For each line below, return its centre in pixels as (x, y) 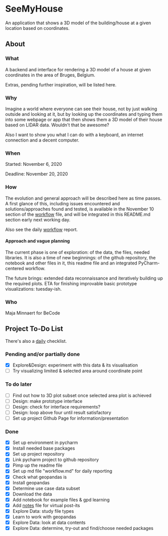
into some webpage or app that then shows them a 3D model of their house (84, 119)
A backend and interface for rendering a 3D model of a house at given (78, 69)
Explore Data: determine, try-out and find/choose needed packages (83, 528)
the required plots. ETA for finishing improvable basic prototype (71, 283)
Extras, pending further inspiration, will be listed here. (61, 84)
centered (15, 268)
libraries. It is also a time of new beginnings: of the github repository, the (80, 257)
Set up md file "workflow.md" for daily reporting (62, 471)
